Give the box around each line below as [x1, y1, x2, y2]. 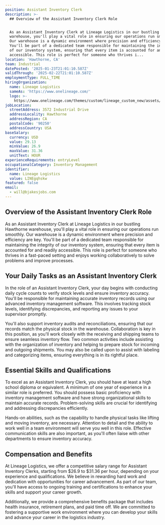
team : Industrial [5, 62, 41, 66]
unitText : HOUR [9, 153, 41, 158]
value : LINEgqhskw [9, 176, 48, 181]
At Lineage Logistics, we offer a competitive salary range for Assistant [5, 463, 147, 469]
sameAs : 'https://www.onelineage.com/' [9, 89, 91, 94]
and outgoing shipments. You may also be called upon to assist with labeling [5, 346, 160, 352]
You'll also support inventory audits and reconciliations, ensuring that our [5, 320, 153, 326]
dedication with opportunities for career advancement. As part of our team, [5, 479, 157, 485]
